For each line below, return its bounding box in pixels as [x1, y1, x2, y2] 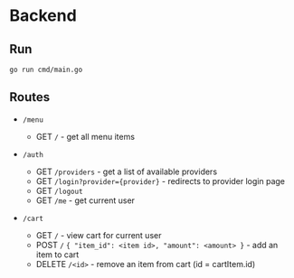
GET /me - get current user [35, 195, 136, 206]
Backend [9, 5, 77, 26]
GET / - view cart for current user [35, 229, 162, 240]
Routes [9, 89, 51, 105]
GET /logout [35, 185, 83, 196]
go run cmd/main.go [9, 65, 83, 74]
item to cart [35, 249, 80, 260]
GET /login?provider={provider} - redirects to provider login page [35, 175, 286, 186]
